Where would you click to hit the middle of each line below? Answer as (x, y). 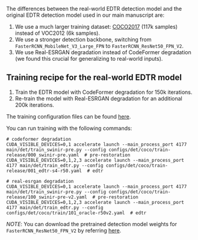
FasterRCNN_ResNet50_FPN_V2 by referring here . (64, 230)
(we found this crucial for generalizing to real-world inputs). (89, 59)
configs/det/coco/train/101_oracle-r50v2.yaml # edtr (76, 213)
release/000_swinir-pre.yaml (43, 155)
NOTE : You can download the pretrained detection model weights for (92, 224)
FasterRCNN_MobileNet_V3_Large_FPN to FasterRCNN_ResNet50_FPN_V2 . (99, 46)
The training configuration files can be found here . (69, 116)
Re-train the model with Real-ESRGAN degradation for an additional (98, 98)
